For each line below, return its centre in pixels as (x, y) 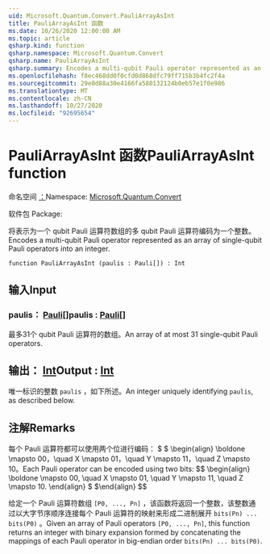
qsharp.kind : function (46, 46)
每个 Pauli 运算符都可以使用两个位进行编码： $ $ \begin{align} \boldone (127, 449)
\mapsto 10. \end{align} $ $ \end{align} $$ (78, 487)
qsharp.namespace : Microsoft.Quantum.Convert (86, 53)
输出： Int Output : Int (61, 371)
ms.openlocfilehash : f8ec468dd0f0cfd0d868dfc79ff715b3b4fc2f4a (117, 76)
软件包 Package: (35, 214)
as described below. (42, 401)
